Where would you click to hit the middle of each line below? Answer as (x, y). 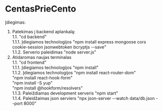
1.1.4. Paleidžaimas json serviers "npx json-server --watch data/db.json (83, 98)
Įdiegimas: (15, 22)
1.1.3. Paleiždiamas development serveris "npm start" (65, 93)
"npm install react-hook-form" (42, 78)
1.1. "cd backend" (29, 37)
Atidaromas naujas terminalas (42, 57)
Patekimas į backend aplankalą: (44, 31)
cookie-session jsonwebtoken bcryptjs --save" (59, 47)
